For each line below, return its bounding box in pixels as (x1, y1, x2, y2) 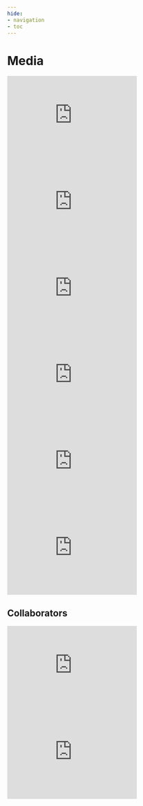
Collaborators (7, 607, 68, 619)
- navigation (7, 17, 45, 24)
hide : (7, 10, 23, 17)
